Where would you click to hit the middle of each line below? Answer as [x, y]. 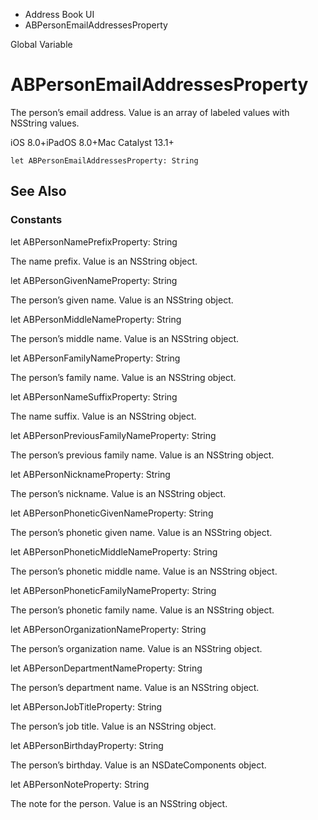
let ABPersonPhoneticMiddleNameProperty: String [114, 551]
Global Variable [41, 44]
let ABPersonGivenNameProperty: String [94, 280]
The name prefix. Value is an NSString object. [104, 261]
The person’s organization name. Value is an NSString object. [136, 648]
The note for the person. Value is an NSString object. [119, 803]
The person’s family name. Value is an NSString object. [123, 377]
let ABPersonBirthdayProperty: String [87, 745]
